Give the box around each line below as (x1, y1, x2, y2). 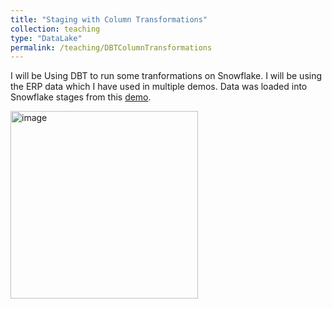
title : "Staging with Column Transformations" (10, 14, 208, 25)
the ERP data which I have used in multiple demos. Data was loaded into (10, 81, 308, 93)
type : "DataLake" (10, 33, 83, 43)
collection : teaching (10, 24, 101, 34)
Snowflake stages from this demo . (10, 91, 152, 103)
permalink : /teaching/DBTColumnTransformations (10, 42, 213, 53)
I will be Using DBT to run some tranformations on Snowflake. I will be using (10, 70, 323, 82)
